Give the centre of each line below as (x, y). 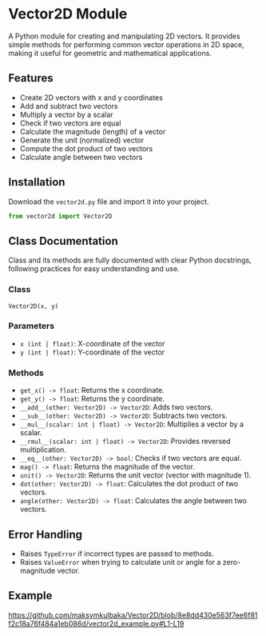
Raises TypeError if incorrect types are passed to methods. (117, 554)
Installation (37, 182)
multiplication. (43, 450)
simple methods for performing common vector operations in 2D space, (127, 44)
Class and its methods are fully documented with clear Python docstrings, (130, 260)
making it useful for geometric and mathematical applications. (110, 53)
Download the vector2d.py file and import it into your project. (109, 202)
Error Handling (45, 534)
